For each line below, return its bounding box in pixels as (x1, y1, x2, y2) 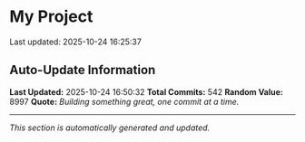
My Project (9, 6, 93, 27)
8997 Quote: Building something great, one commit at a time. (9, 96, 240, 107)
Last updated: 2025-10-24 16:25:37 (9, 36, 143, 47)
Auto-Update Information (9, 62, 156, 78)
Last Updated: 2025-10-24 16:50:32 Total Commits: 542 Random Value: (9, 86, 283, 97)
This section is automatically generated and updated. (9, 122, 211, 133)
